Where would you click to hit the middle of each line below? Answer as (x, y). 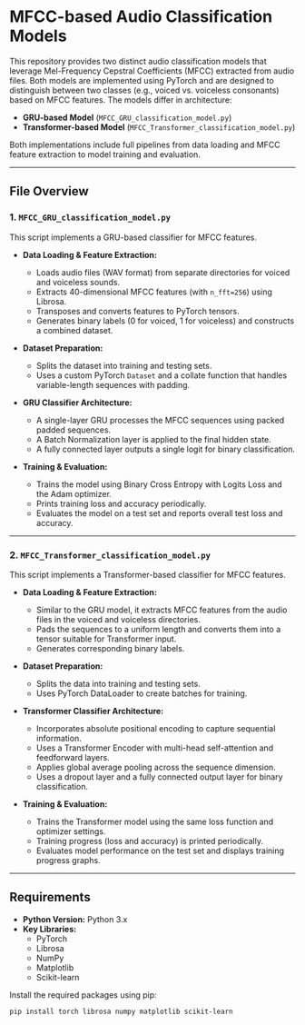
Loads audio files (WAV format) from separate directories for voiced (163, 272)
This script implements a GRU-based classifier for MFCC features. (133, 237)
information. (59, 738)
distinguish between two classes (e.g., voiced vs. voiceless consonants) (144, 90)
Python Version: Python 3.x (75, 919)
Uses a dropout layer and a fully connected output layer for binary (159, 776)
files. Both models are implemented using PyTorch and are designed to (142, 80)
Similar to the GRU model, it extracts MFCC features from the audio (162, 610)
